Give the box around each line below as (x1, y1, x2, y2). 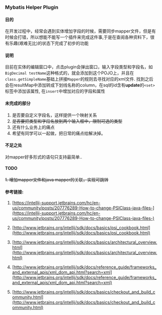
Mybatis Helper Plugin (5, 4, 59, 11)
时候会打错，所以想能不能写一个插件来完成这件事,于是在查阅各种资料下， (5, 34, 151, 40)
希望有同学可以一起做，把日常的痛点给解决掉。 (12, 130, 105, 136)
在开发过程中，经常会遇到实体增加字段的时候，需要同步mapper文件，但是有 (5, 28, 156, 34)
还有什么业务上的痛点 (12, 124, 55, 130)
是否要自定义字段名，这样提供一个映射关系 (12, 112, 97, 118)
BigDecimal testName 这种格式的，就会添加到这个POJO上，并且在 (5, 70, 134, 76)
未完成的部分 (5, 100, 30, 106)
